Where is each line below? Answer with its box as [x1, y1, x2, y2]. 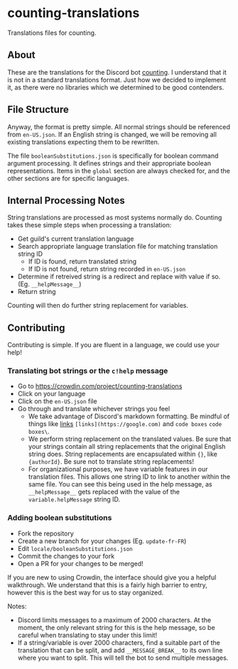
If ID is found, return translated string [28, 257, 137, 266]
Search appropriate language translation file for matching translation [17, 242, 218, 251]
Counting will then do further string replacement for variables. [7, 301, 189, 310]
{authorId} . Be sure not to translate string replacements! [28, 457, 194, 466]
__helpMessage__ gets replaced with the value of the [28, 488, 180, 496]
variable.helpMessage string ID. [28, 495, 121, 504]
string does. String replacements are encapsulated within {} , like [28, 450, 218, 459]
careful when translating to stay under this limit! [17, 631, 158, 639]
